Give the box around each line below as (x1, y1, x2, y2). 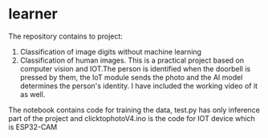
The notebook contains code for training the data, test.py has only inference (8, 105, 261, 115)
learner (8, 5, 58, 23)
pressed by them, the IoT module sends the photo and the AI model (19, 72, 243, 82)
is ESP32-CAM (8, 122, 58, 132)
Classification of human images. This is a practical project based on (19, 55, 245, 65)
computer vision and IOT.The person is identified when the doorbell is (19, 63, 251, 73)
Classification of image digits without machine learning (19, 47, 202, 56)
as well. (19, 89, 46, 99)
